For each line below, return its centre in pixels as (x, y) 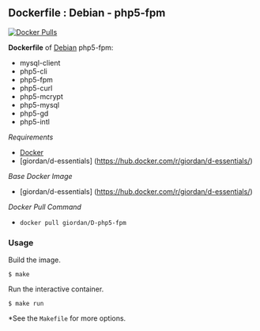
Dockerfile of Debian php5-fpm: (61, 48)
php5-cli (33, 71)
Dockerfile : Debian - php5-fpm (87, 13)
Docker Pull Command (45, 207)
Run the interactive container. (56, 289)
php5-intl (34, 121)
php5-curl (36, 88)
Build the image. (34, 260)
